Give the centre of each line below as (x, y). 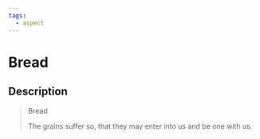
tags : (17, 15)
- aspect (30, 23)
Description (38, 92)
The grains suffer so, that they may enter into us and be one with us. (140, 126)
